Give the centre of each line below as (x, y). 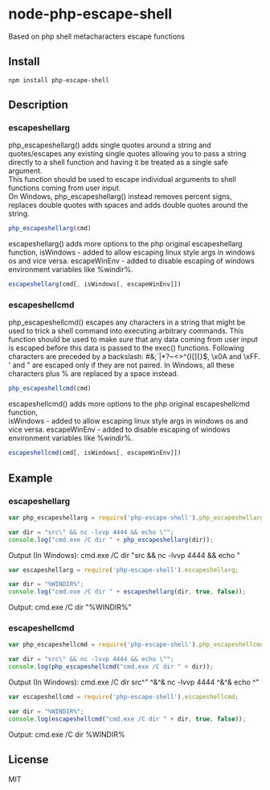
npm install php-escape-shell (59, 80)
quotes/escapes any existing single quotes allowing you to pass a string (127, 154)
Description (38, 105)
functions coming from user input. (65, 188)
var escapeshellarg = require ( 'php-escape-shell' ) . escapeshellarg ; (124, 570)
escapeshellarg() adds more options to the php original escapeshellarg (125, 244)
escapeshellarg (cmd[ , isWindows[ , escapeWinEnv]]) (95, 284)
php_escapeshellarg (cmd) (50, 229)
